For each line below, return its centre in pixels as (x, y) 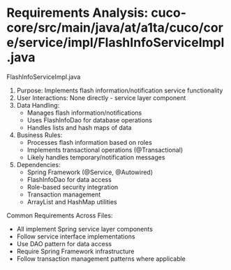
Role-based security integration (73, 187)
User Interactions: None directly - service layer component (101, 98)
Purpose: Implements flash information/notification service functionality (120, 90)
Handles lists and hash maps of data (79, 127)
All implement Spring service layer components (84, 229)
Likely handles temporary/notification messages (96, 157)
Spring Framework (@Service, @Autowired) (90, 172)
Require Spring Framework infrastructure (75, 251)
